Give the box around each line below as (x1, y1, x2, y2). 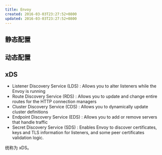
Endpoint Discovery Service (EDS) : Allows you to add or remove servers (12, 114, 158, 120)
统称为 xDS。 (5, 144, 32, 151)
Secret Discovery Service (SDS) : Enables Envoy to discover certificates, (12, 124, 157, 130)
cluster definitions (12, 109, 49, 115)
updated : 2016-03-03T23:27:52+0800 (5, 16, 77, 21)
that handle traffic (12, 119, 48, 125)
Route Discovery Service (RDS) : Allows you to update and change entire (12, 93, 158, 99)
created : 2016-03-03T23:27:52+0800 (5, 12, 77, 17)
